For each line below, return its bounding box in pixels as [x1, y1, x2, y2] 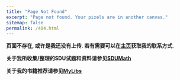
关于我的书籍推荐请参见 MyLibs [6, 68, 82, 75]
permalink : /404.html [6, 25, 60, 31]
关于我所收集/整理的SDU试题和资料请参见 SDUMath [6, 55, 131, 62]
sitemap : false [6, 20, 44, 25]
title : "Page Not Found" [6, 8, 67, 15]
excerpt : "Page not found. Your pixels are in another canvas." [6, 14, 168, 20]
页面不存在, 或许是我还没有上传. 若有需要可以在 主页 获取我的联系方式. [6, 42, 175, 49]
